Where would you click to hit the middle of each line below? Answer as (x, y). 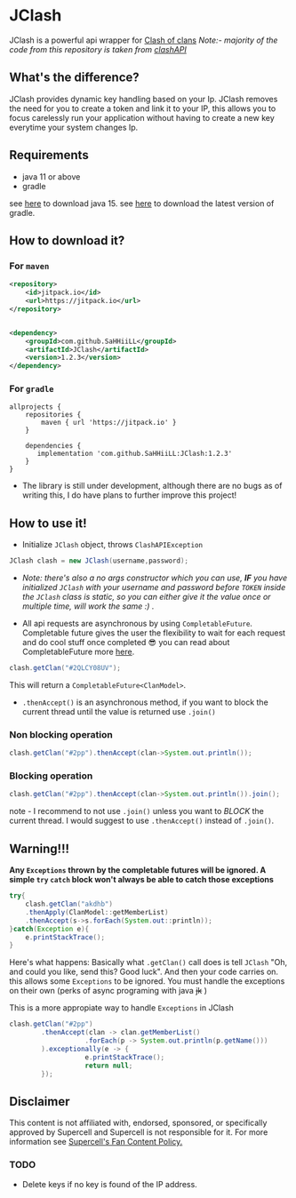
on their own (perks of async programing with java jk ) (108, 991)
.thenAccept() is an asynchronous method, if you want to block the (145, 702)
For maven (29, 266)
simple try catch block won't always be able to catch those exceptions (141, 880)
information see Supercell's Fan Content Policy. (96, 1142)
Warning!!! (39, 848)
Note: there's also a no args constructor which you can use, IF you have (154, 578)
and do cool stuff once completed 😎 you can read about (126, 643)
